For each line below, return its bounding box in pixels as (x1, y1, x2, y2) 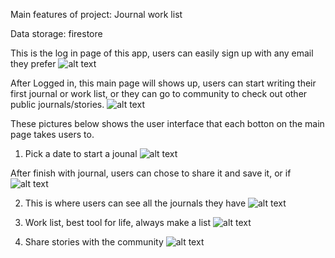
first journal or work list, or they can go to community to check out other (10, 88, 308, 99)
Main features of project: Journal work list (10, 9, 183, 20)
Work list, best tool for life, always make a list (24, 217, 212, 228)
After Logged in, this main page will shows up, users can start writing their (10, 77, 317, 89)
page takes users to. (10, 129, 95, 140)
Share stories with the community (24, 236, 164, 248)
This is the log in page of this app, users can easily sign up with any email (10, 47, 314, 59)
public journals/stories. (10, 99, 105, 110)
